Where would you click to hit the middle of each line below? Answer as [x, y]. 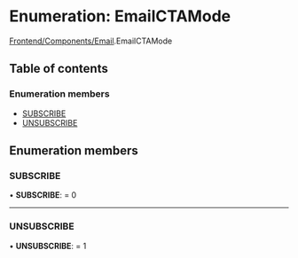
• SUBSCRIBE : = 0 [43, 195]
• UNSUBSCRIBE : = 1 [48, 246]
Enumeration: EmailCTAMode [120, 16]
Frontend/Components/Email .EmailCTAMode [91, 41]
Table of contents [59, 69]
